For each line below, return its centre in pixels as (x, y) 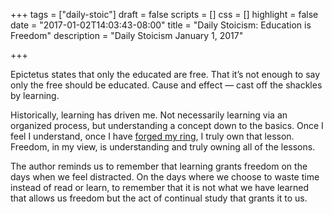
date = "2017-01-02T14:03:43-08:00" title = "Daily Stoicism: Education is (161, 25)
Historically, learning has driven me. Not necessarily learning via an (149, 115)
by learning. (35, 95)
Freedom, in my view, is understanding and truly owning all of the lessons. (163, 147)
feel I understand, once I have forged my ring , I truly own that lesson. (152, 136)
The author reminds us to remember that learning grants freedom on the (159, 166)
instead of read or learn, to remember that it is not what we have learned (160, 187)
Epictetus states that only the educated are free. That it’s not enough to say (165, 74)
